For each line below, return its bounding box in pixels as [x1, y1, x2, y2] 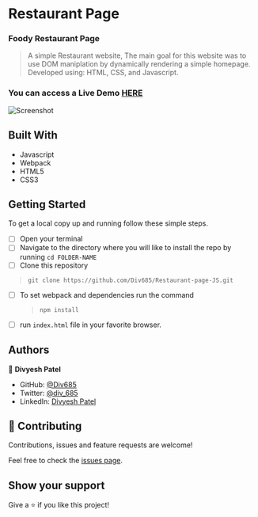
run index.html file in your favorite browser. [19, 320, 162, 329]
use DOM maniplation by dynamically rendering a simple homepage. [27, 59, 251, 69]
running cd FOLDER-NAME [19, 252, 97, 261]
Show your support [8, 478, 105, 492]
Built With [8, 128, 58, 143]
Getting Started [8, 197, 86, 211]
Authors [8, 344, 50, 357]
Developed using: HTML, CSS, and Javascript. [27, 68, 179, 78]
